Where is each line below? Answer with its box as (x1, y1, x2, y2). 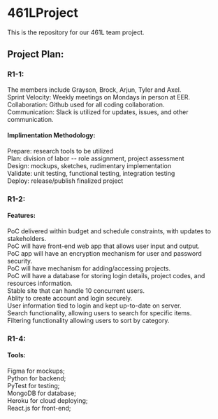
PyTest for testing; (7, 382, 60, 390)
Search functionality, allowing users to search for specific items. (7, 308, 192, 317)
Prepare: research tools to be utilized (7, 146, 114, 155)
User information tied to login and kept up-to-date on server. (7, 301, 182, 310)
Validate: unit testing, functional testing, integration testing (7, 169, 175, 177)
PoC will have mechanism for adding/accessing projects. (7, 264, 171, 273)
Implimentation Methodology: (7, 131, 96, 139)
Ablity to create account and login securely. (7, 294, 133, 302)
